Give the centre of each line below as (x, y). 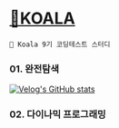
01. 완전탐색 (35, 69)
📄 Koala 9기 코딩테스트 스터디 (60, 44)
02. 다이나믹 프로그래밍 (58, 114)
